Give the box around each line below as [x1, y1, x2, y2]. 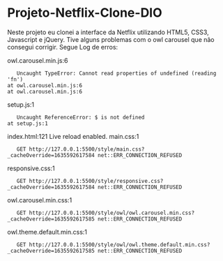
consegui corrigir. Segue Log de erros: [7, 43, 118, 51]
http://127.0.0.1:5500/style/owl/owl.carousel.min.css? [29, 209, 195, 216]
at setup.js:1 [7, 120, 49, 127]
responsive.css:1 [7, 164, 55, 172]
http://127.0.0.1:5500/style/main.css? [29, 145, 145, 153]
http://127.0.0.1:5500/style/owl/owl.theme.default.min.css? [29, 241, 210, 248]
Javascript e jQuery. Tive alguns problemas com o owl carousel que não [7, 35, 215, 43]
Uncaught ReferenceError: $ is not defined [16, 114, 145, 121]
